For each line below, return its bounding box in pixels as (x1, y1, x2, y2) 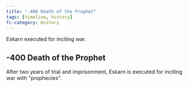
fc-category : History (6, 19, 60, 25)
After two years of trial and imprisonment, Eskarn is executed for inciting (6, 68, 183, 75)
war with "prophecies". (6, 75, 62, 82)
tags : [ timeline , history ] (6, 14, 73, 20)
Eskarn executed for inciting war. (6, 36, 86, 43)
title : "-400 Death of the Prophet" (6, 8, 96, 15)
